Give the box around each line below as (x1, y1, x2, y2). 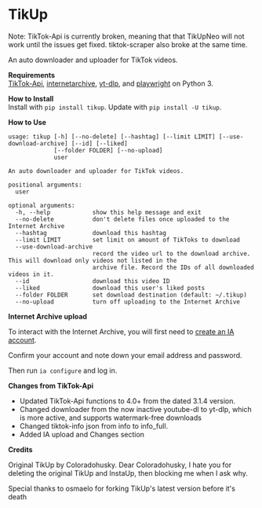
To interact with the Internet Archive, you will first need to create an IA (8, 326, 235, 336)
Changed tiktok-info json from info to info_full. (19, 421, 169, 430)
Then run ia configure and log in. (8, 366, 118, 375)
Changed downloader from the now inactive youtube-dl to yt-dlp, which (19, 404, 253, 414)
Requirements (8, 70, 56, 79)
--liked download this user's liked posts (15, 284, 206, 292)
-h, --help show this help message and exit (15, 208, 202, 216)
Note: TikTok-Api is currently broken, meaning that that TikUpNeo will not (8, 31, 245, 41)
